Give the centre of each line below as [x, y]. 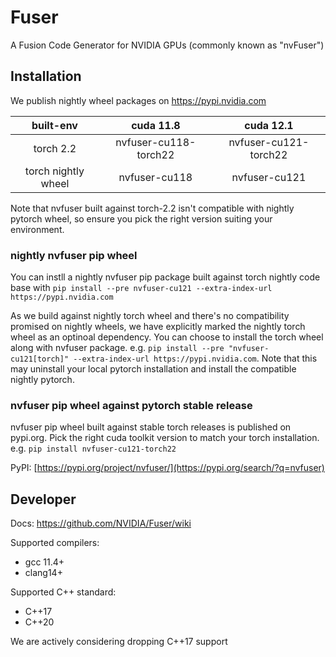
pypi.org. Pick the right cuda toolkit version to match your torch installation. [165, 438]
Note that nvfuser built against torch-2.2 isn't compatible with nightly [152, 208]
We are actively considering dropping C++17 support [119, 642]
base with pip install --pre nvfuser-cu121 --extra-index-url [141, 288]
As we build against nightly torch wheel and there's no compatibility [150, 316]
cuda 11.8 [156, 125]
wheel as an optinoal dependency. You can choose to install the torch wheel [167, 337]
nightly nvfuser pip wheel [74, 255]
